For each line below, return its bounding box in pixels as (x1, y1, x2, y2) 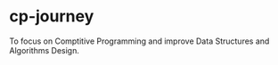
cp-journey (9, 6, 94, 27)
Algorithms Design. (9, 45, 80, 55)
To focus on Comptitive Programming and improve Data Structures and (9, 36, 270, 46)
